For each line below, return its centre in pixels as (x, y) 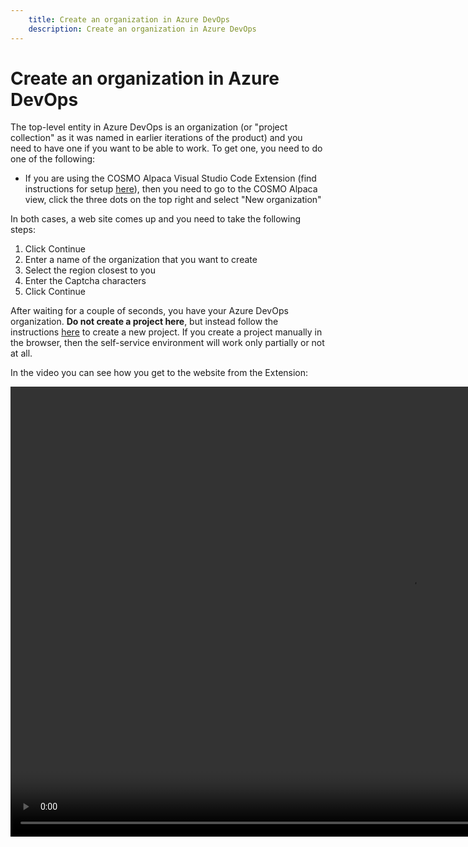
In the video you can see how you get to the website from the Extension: (159, 373)
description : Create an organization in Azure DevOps (142, 29)
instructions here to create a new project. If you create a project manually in (166, 332)
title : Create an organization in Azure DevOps (129, 19)
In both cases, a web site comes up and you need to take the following (156, 219)
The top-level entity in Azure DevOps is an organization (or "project (149, 127)
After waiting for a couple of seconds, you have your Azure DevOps (149, 311)
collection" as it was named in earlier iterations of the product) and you (156, 138)
